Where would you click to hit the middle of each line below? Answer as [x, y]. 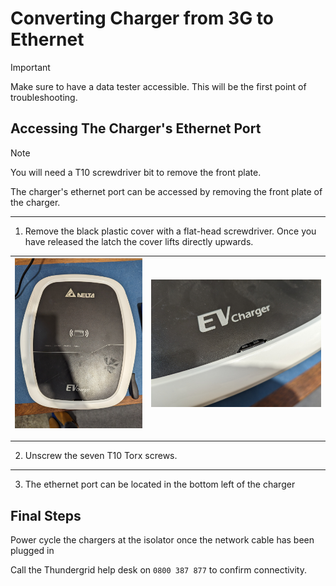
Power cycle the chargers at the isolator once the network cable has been [162, 540]
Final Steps [46, 515]
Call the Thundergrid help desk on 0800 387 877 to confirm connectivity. [159, 570]
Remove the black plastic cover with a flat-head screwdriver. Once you [170, 231]
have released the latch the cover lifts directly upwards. [139, 241]
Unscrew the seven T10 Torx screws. [101, 456]
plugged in [32, 551]
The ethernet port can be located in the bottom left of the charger [160, 484]
